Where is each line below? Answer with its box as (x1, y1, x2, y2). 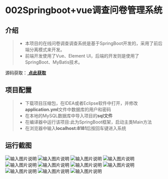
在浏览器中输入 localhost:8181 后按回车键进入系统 (25, 125, 126, 131)
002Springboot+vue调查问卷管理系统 (5, 5, 163, 16)
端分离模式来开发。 (25, 47, 65, 53)
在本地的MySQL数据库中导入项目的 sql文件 (25, 112, 113, 118)
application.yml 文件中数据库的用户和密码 (25, 106, 111, 112)
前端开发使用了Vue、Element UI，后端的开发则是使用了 (25, 53, 139, 59)
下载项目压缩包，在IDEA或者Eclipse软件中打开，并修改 (25, 100, 138, 106)
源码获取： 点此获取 (5, 70, 46, 76)
